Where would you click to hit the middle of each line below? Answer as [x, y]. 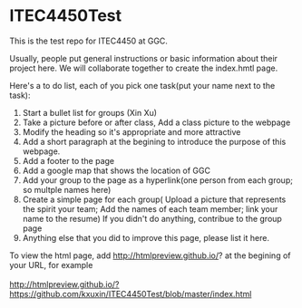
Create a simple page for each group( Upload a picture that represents [154, 199]
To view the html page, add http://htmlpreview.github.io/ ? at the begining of [150, 255]
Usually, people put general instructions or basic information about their [144, 58]
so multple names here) [67, 189]
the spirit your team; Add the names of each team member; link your [150, 208]
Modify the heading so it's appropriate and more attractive [132, 131]
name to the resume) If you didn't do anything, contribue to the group [152, 218]
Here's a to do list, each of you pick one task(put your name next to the [142, 85]
